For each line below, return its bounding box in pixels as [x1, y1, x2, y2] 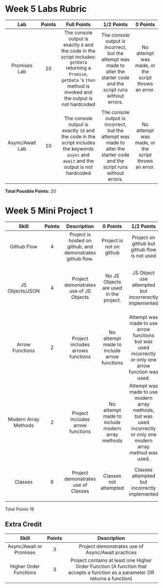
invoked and [64, 89, 93, 95]
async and [67, 151, 90, 158]
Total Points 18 [5, 506, 34, 512]
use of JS [69, 287, 91, 294]
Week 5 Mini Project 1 [5, 205, 93, 216]
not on [105, 243, 120, 250]
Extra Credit [5, 520, 42, 529]
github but [131, 240, 155, 247]
